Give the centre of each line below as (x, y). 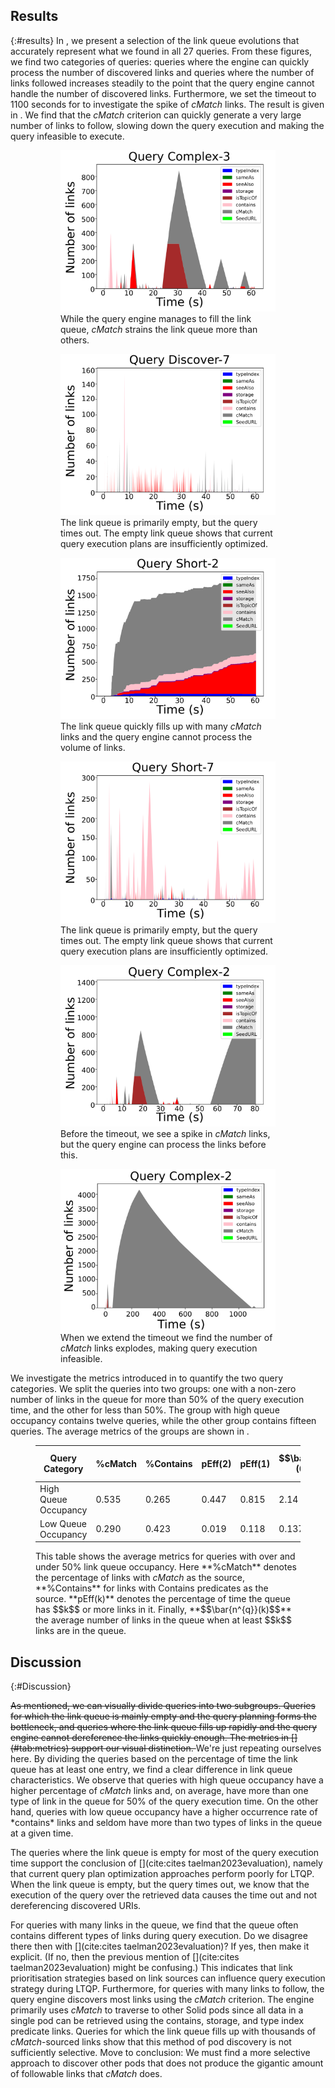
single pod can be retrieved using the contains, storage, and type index (157, 2021)
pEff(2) (216, 1463)
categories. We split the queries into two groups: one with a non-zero (153, 1388)
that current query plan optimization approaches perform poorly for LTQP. (162, 1874)
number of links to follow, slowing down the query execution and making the (167, 125)
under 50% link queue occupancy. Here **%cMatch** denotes (166, 1567)
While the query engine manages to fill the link (156, 318)
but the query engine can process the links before (163, 1144)
